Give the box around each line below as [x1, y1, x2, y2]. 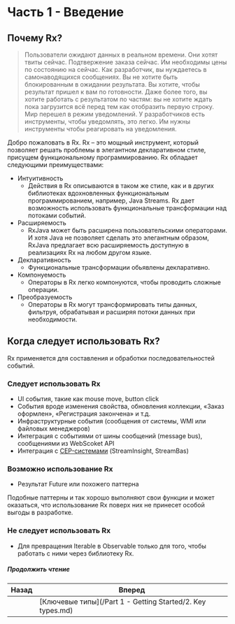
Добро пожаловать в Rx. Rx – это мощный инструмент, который [7, 138, 199, 147]
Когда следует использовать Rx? [7, 335, 160, 347]
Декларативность [17, 256, 71, 264]
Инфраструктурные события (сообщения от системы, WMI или [17, 417, 206, 426]
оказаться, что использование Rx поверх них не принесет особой [7, 501, 205, 509]
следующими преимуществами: [7, 161, 104, 168]
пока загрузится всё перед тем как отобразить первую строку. [24, 103, 215, 110]
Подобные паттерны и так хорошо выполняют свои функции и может [7, 493, 215, 502]
